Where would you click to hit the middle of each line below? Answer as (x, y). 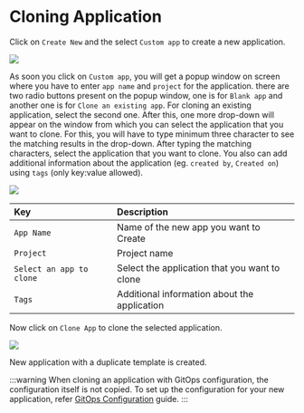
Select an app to (51, 269)
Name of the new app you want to (189, 226)
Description (143, 212)
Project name (145, 253)
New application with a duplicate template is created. (108, 362)
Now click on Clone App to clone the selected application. (116, 327)
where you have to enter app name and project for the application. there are (149, 86)
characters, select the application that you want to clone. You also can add (148, 153)
